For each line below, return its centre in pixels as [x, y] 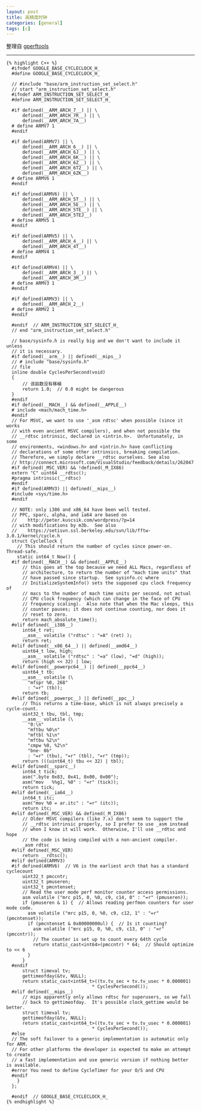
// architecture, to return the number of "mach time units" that [106, 573]
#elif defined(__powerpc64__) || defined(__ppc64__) [79, 667]
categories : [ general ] [34, 23]
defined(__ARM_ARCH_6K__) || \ [61, 158]
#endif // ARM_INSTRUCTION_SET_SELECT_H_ [65, 325]
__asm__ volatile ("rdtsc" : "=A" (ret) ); [77, 635]
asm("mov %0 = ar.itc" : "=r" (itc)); [70, 803]
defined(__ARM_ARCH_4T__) [54, 247]
